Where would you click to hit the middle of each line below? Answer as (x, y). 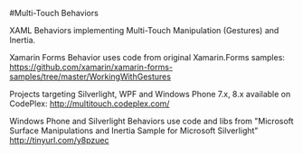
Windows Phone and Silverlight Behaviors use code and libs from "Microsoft (151, 121)
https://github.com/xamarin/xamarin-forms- (91, 67)
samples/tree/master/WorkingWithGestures (90, 77)
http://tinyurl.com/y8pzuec (59, 140)
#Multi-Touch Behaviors (54, 13)
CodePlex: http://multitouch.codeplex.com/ (90, 104)
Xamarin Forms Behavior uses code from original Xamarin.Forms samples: (147, 57)
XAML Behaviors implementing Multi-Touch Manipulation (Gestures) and (144, 30)
